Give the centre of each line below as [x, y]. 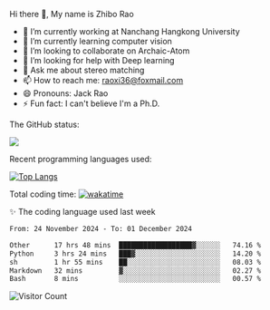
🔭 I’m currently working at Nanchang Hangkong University [131, 31]
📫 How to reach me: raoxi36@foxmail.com [103, 80]
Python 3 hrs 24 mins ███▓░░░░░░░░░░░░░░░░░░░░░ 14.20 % [135, 254]
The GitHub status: [44, 124]
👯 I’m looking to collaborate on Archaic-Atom [106, 51]
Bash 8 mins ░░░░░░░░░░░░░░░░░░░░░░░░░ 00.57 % [135, 279]
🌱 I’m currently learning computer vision [97, 41]
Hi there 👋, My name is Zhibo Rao [72, 14]
